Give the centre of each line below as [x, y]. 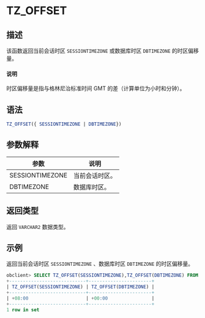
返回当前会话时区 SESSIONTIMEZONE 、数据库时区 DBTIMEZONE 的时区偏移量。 [100, 264]
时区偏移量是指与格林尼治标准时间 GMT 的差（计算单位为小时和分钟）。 [96, 88]
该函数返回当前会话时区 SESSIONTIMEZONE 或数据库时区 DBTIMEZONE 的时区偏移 [102, 51]
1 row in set [23, 310]
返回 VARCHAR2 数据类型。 [38, 227]
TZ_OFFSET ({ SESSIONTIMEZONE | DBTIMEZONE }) [64, 124]
